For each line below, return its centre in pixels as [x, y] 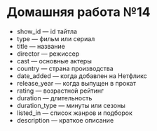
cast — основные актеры [54, 61]
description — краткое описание [65, 120]
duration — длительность [54, 98]
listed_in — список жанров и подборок [74, 113]
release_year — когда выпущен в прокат [76, 83]
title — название [41, 46]
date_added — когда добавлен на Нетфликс [82, 76]
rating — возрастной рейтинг [60, 91]
